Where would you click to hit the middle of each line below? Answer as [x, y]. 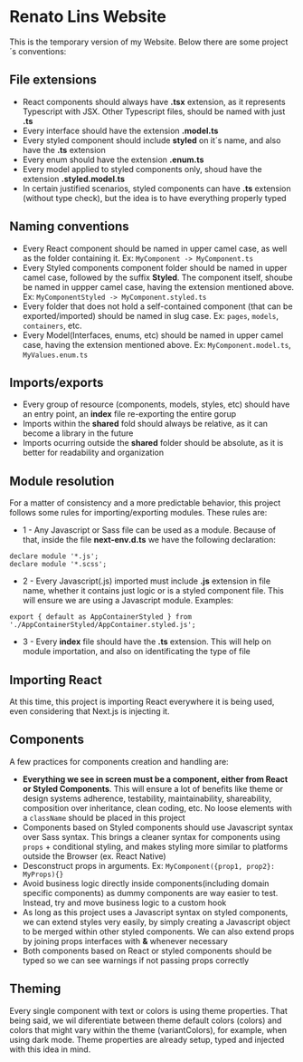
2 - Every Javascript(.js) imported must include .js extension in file [147, 581]
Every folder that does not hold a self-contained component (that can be [157, 306]
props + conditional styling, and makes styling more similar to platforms [155, 846]
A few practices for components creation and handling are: [119, 761]
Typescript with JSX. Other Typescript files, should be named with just [154, 111]
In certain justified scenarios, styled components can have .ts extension [156, 188]
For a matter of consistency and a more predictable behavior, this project [145, 503]
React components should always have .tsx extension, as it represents [154, 101]
